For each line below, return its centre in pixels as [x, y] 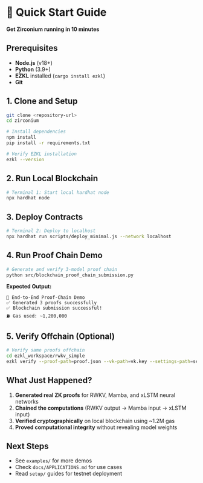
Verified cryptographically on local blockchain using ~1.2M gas [95, 421]
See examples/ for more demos [53, 461]
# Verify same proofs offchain [46, 350]
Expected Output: [29, 287]
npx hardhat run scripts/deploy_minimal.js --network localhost [89, 236]
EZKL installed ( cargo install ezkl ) [60, 76]
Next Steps [27, 446]
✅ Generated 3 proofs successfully [52, 303]
